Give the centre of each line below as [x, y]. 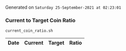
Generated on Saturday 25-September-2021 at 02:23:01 [63, 7]
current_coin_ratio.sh [29, 31]
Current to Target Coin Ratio [40, 20]
